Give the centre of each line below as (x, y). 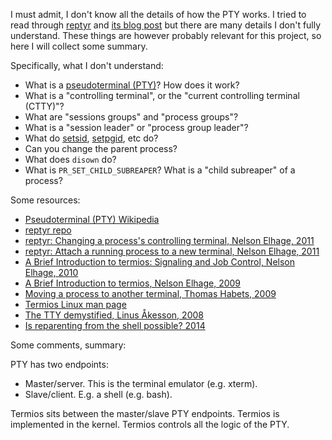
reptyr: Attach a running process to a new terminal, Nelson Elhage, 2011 (172, 251)
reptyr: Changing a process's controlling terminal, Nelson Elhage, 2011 (169, 240)
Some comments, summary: (68, 345)
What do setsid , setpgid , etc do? (91, 138)
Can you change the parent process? (101, 148)
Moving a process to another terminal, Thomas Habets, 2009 (150, 293)
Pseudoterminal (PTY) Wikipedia (92, 219)
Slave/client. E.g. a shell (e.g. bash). (98, 394)
